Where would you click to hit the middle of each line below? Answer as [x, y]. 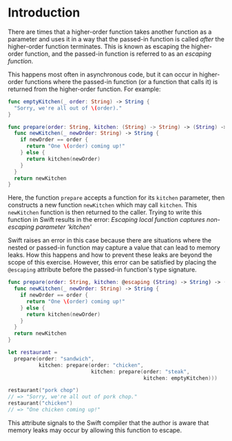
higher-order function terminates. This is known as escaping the [99, 46]
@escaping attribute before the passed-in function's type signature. [102, 269]
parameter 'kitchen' [64, 227]
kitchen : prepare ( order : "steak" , [140, 371]
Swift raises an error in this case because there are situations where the [110, 240]
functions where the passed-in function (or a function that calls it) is [121, 81]
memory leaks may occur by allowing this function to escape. [95, 430]
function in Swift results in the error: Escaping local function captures [106, 220]
